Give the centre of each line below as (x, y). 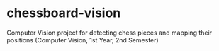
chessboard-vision (64, 13)
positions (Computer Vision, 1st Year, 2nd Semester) (83, 40)
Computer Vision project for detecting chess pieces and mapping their (109, 33)
